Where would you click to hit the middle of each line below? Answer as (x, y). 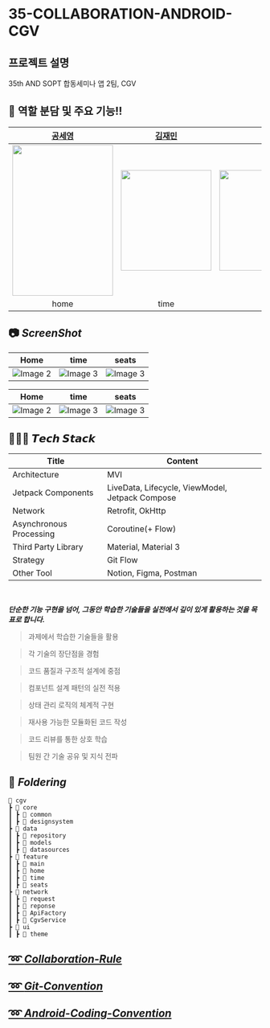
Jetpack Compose (142, 498)
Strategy (29, 560)
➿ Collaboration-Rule (65, 958)
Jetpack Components (53, 493)
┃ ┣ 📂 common (30, 815)
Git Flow (123, 560)
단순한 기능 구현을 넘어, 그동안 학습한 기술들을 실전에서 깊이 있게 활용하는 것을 (129, 610)
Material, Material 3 (144, 547)
